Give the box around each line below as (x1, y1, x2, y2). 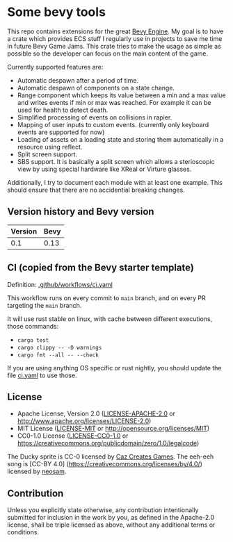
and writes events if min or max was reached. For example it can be (17, 98, 211, 106)
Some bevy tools (7, 4, 106, 20)
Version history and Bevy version (7, 206, 154, 217)
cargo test (17, 336, 49, 344)
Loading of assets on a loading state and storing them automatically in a (17, 135, 224, 143)
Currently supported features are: (7, 63, 104, 71)
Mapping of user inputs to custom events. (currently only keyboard (17, 120, 209, 129)
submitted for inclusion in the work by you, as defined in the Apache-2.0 (7, 514, 214, 522)
